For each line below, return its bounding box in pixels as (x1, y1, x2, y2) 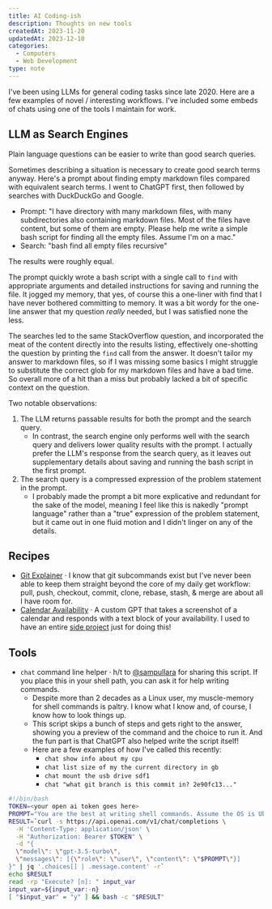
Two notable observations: (8, 398, 97, 408)
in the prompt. (19, 483, 67, 493)
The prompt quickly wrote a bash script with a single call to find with (8, 272, 239, 282)
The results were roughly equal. (8, 256, 115, 266)
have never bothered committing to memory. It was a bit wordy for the (8, 297, 242, 308)
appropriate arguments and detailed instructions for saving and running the (8, 280, 259, 290)
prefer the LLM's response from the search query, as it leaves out (32, 448, 251, 458)
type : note (8, 65, 45, 73)
